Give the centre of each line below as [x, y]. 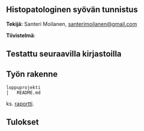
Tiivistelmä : [21, 35]
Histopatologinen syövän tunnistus [72, 10]
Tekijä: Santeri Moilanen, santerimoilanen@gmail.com [72, 24]
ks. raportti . [20, 104]
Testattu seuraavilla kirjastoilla [64, 54]
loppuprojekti [24, 88]
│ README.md [24, 93]
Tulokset [23, 122]
